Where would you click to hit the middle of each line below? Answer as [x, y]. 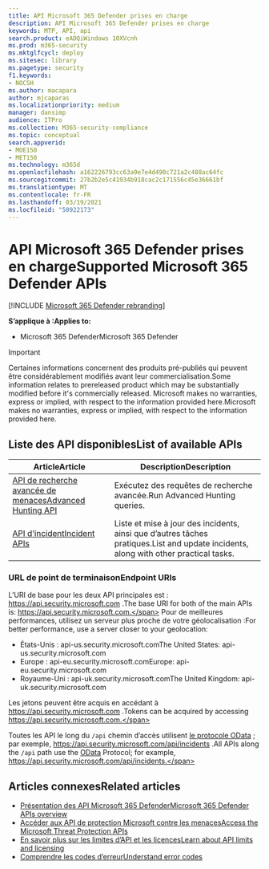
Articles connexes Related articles [94, 786]
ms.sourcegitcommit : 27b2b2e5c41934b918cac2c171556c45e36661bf [116, 180]
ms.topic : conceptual [44, 135]
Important [24, 352]
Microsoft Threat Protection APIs [74, 831]
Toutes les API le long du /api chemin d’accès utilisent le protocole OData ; [132, 736]
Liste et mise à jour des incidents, [177, 524]
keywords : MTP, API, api [50, 30]
